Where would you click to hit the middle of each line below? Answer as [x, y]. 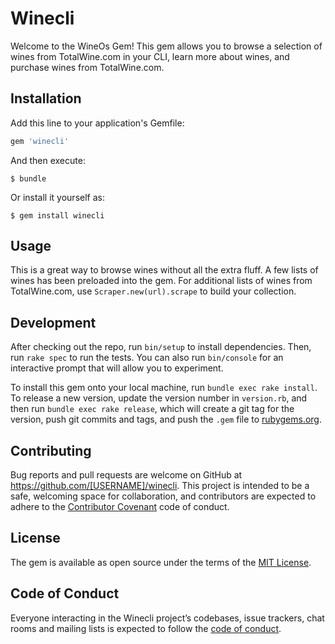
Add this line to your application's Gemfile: [97, 123]
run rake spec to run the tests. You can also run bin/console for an [147, 358]
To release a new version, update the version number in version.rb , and [159, 398]
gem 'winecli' [40, 141]
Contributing [51, 450]
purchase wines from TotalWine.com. [87, 67]
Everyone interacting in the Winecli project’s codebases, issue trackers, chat [167, 618]
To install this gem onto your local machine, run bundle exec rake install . [164, 388]
